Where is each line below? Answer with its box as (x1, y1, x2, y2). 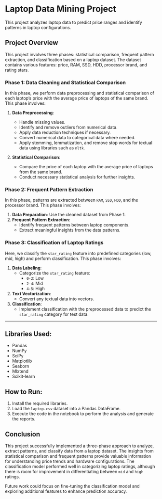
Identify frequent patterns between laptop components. (19, 222, 130, 228)
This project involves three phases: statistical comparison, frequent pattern (5, 51, 154, 57)
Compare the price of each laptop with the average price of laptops (19, 164, 153, 170)
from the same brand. (19, 169, 63, 175)
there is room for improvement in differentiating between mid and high (5, 469, 144, 475)
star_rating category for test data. (19, 311, 89, 317)
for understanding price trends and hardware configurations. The (5, 458, 135, 464)
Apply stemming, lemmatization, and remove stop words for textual (19, 140, 153, 146)
